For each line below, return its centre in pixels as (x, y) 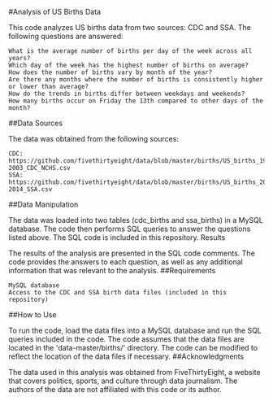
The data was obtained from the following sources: (93, 139)
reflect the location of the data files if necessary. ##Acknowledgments (126, 356)
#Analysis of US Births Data (55, 12)
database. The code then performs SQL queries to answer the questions (130, 229)
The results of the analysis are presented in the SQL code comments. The (132, 253)
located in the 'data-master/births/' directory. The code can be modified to (133, 348)
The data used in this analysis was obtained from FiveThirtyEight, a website (135, 372)
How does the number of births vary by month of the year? (110, 72)
